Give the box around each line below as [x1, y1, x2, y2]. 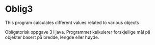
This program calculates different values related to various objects [5, 20, 139, 25]
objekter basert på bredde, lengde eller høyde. [5, 34, 99, 40]
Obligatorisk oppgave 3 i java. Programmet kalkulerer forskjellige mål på [5, 29, 151, 35]
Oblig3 [5, 3, 33, 15]
